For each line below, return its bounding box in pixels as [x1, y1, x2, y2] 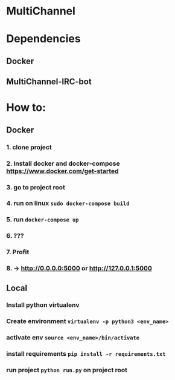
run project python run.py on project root [6, 366, 128, 375]
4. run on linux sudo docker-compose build [6, 199, 130, 208]
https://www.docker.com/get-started [6, 166, 119, 175]
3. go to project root [6, 183, 65, 191]
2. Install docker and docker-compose [6, 159, 121, 168]
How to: [6, 101, 46, 114]
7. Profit [6, 248, 30, 257]
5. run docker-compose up [6, 215, 79, 224]
